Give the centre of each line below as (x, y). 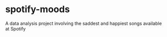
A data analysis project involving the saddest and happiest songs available (83, 23)
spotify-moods (38, 9)
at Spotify (16, 28)
